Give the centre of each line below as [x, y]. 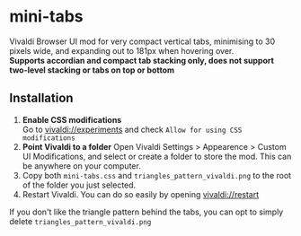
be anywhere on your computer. [81, 166]
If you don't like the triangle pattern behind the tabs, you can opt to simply [146, 212]
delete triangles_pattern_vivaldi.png [80, 221]
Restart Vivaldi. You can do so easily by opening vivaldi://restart [141, 194]
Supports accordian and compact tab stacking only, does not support [142, 60]
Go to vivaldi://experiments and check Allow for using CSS [132, 129]
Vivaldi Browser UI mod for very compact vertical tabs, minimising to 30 [142, 41]
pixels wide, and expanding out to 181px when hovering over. [122, 50]
